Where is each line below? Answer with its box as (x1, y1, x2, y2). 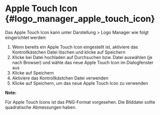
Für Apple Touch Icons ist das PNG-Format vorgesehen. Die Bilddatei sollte (5, 99, 156, 105)
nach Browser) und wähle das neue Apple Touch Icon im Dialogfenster (12, 59, 154, 65)
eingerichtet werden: (5, 35, 47, 40)
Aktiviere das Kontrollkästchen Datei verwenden (12, 75, 108, 81)
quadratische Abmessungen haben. (5, 104, 77, 110)
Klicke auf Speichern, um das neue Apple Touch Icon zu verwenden (12, 80, 148, 86)
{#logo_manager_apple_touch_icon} (5, 13, 155, 24)
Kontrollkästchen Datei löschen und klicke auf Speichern (12, 49, 125, 55)
